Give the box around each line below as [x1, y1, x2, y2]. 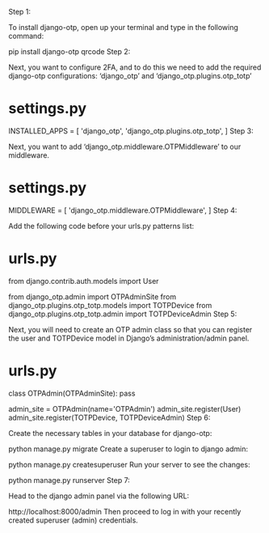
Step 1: [8, 7, 31, 16]
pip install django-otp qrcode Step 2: [8, 47, 131, 56]
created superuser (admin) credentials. [8, 515, 139, 525]
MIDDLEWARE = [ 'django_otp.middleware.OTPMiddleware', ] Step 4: [8, 205, 237, 215]
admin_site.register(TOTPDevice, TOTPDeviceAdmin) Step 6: [8, 412, 211, 422]
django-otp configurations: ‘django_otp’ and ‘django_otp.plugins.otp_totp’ [8, 71, 252, 80]
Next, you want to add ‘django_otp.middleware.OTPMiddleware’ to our [8, 142, 242, 151]
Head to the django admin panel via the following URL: [8, 491, 190, 501]
